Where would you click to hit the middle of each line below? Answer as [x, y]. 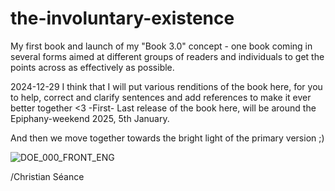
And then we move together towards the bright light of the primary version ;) [167, 138]
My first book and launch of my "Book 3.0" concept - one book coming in [161, 46]
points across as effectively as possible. [92, 67]
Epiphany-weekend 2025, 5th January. [90, 118]
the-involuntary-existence [122, 18]
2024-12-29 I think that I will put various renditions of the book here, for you [166, 86]
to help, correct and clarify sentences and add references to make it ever [161, 97]
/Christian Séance [47, 176]
